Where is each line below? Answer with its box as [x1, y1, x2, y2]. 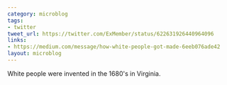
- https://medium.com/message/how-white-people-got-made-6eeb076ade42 [7, 43, 221, 50]
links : [7, 37, 27, 44]
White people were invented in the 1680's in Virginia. [7, 69, 161, 78]
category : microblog [7, 10, 69, 18]
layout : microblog [7, 50, 62, 57]
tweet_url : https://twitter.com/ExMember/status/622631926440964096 [7, 30, 214, 38]
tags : [7, 17, 23, 24]
